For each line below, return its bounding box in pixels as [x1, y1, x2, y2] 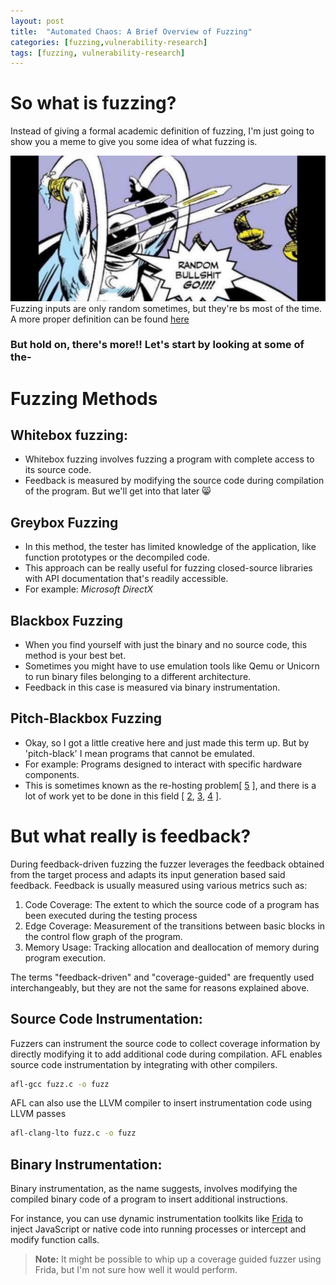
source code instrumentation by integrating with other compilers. [10, 1058, 278, 1070]
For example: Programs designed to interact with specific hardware [24, 758, 303, 770]
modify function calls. [10, 1234, 100, 1246]
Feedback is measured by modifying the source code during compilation [24, 475, 325, 487]
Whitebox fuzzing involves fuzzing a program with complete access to [24, 453, 315, 465]
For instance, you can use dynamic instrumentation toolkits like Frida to [10, 1213, 304, 1225]
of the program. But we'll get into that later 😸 [24, 485, 212, 497]
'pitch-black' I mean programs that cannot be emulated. [24, 747, 255, 759]
